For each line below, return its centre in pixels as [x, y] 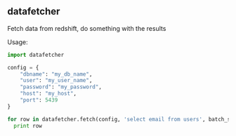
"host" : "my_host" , [48, 94]
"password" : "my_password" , [61, 87]
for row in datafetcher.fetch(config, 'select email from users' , [106, 119]
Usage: [18, 42]
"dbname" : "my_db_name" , [56, 74]
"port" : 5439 [39, 100]
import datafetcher [36, 55]
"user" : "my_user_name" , [56, 81]
